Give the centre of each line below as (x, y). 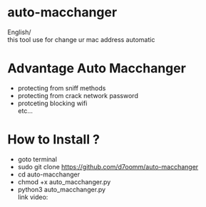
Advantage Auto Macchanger (97, 69)
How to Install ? (54, 140)
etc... (25, 110)
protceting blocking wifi (52, 103)
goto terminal (37, 159)
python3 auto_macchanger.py (61, 189)
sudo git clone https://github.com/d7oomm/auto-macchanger (108, 166)
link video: (33, 197)
